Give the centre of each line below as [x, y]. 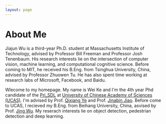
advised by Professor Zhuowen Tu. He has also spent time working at [76, 75]
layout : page [19, 10]
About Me [26, 34]
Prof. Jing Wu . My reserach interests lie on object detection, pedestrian [78, 111]
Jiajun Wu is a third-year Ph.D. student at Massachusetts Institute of [75, 48]
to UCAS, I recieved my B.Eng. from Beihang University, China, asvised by [81, 106]
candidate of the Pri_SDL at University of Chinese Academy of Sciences [79, 95]
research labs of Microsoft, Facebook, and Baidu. [56, 80]
